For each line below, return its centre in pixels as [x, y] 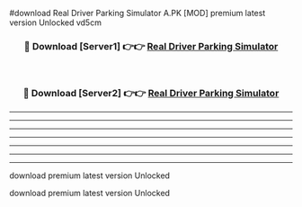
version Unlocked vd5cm [55, 22]
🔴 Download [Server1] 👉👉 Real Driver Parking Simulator [151, 46]
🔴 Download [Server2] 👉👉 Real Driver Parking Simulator [151, 94]
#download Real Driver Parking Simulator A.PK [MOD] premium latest [138, 13]
